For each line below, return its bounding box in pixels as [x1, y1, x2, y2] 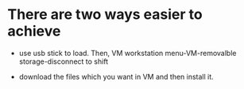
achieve [7, 22, 61, 40]
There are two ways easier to [7, 6, 203, 24]
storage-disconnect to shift [18, 57, 109, 66]
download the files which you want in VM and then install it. [18, 72, 214, 81]
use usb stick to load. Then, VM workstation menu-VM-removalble [18, 48, 237, 57]
